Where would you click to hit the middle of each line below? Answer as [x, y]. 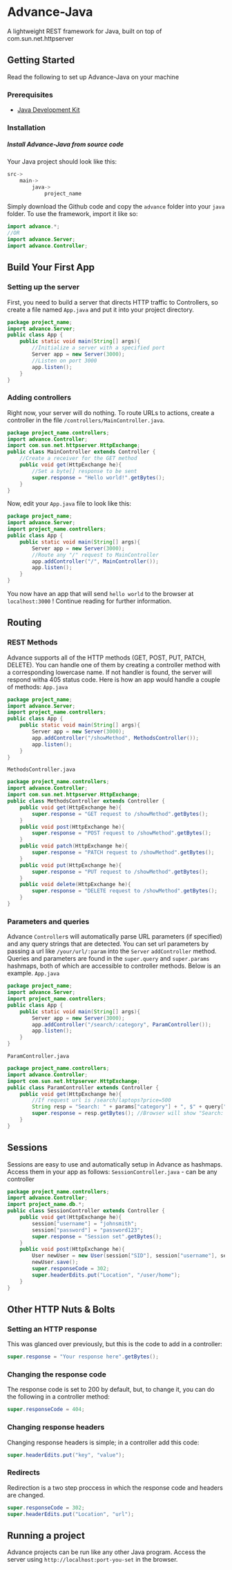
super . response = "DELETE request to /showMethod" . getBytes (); [125, 891]
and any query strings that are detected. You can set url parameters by [108, 944]
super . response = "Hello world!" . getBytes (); [99, 477]
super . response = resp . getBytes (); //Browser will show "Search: [128, 1113]
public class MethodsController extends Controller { [86, 801]
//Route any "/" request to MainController [95, 555]
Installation [27, 127]
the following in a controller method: [59, 1397]
